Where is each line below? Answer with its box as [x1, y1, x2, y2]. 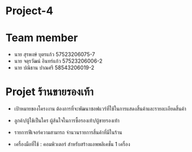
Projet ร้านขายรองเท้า [5, 85, 94, 99]
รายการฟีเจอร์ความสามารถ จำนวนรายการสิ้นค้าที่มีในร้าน [14, 129, 122, 136]
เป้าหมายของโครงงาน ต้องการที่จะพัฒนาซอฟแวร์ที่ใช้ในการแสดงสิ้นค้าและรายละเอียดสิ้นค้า [14, 105, 187, 112]
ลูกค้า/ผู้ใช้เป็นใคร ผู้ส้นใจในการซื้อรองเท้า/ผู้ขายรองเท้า [14, 117, 120, 124]
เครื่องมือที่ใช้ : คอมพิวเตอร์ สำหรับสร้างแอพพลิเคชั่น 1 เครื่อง [14, 141, 131, 148]
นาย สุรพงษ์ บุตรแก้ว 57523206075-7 [14, 51, 96, 58]
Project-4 [5, 4, 54, 18]
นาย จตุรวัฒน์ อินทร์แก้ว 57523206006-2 [14, 57, 103, 64]
